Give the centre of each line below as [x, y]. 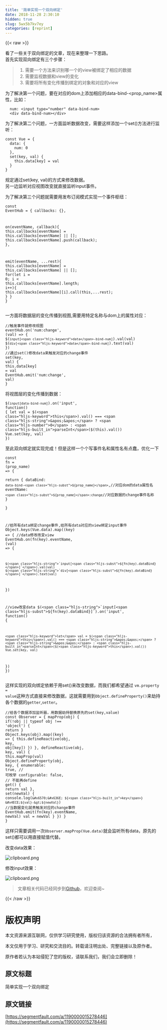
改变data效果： [21, 848]
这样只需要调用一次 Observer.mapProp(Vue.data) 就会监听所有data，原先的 [81, 831]
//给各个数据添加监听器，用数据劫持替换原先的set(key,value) [62, 713]
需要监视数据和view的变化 [52, 76]
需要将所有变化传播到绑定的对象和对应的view [72, 83]
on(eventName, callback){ [32, 227]
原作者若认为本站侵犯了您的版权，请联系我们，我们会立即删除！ [71, 956]
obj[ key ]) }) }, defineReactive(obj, [45, 748]
